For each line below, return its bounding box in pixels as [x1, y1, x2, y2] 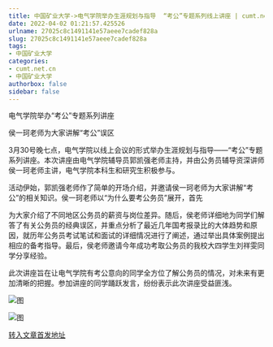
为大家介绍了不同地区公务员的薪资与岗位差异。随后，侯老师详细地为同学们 [8, 210, 258, 220]
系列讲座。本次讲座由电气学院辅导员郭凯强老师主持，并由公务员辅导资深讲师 [8, 155, 265, 165]
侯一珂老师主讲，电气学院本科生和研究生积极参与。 [8, 166, 180, 176]
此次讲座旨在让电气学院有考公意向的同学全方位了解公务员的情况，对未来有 [8, 268, 258, 278]
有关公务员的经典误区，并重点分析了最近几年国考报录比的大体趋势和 [22, 220, 250, 230]
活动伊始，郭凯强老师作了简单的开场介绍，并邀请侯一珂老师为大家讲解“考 [8, 183, 254, 193]
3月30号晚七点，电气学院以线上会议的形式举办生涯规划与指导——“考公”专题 [8, 145, 263, 155]
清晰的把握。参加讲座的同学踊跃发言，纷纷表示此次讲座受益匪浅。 [15, 278, 236, 288]
